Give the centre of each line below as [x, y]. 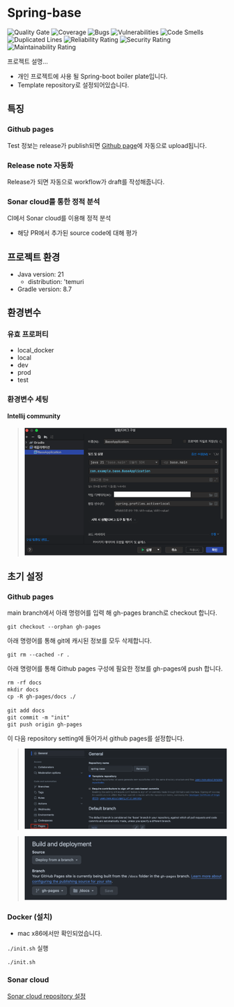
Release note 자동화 [40, 165]
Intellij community [34, 416]
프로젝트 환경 [34, 257]
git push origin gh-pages [45, 725]
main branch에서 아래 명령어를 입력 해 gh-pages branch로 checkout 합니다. [112, 613]
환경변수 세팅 [28, 399]
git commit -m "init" [39, 718]
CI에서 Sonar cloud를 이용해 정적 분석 [59, 218]
